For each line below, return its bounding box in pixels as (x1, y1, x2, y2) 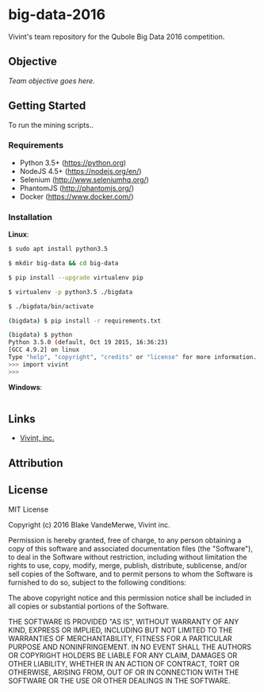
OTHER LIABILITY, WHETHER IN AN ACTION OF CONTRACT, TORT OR (8, 659, 239, 668)
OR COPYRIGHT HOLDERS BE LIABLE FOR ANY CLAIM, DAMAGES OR (8, 650, 238, 660)
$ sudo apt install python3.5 (8, 245, 109, 253)
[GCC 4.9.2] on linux (8, 346, 80, 354)
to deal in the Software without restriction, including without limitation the (8, 552, 247, 562)
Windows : (8, 382, 43, 392)
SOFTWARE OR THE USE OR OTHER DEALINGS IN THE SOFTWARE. (8, 675, 231, 685)
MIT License (8, 505, 49, 514)
